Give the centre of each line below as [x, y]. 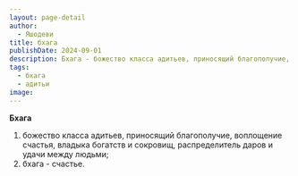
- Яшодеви [35, 34]
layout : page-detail [48, 17]
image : [21, 92]
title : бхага [34, 42]
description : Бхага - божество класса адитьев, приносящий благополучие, [150, 59]
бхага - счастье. [53, 163]
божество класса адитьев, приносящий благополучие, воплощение [152, 135]
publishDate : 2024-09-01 [55, 51]
